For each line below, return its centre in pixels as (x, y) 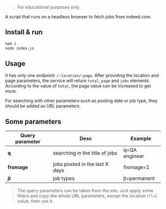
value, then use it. (35, 201)
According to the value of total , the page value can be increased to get (78, 86)
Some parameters (33, 121)
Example (141, 139)
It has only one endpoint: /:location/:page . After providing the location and (82, 76)
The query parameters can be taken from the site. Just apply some (85, 191)
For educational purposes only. (49, 7)
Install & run (24, 32)
